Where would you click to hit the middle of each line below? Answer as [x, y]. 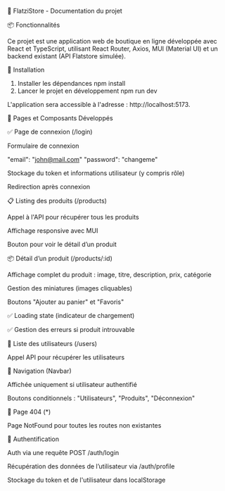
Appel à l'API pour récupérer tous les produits [73, 217]
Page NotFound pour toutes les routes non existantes [84, 425]
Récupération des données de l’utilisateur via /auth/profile [91, 466]
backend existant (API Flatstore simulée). [67, 56]
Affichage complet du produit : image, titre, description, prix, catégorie [110, 275]
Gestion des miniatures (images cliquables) [70, 288]
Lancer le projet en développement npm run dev [87, 91]
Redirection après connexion [49, 187]
